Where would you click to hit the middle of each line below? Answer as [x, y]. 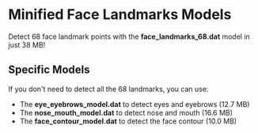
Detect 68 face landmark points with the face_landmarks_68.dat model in [129, 36]
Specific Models [49, 70]
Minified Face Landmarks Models [120, 15]
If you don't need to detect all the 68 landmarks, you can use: [108, 89]
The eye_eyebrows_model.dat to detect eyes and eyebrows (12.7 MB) [135, 104]
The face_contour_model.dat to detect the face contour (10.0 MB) [128, 121]
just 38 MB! [27, 44]
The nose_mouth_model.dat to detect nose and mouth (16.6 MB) [126, 112]
